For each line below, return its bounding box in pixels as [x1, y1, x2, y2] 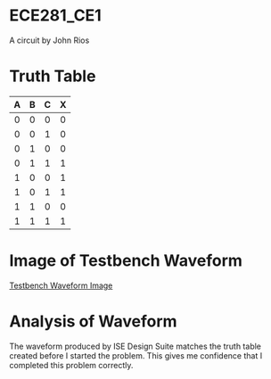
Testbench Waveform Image [9, 280, 113, 291]
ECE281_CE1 [9, 5, 103, 26]
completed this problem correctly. [9, 359, 134, 370]
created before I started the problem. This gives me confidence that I [9, 350, 263, 361]
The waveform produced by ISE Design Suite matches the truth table [9, 341, 261, 351]
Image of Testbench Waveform [9, 251, 243, 271]
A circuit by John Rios [9, 35, 90, 45]
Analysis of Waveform [9, 311, 177, 331]
